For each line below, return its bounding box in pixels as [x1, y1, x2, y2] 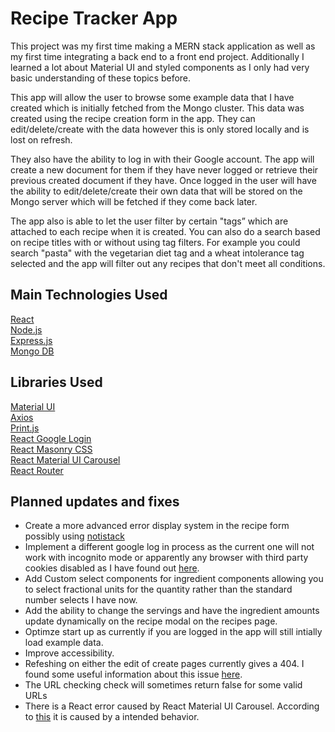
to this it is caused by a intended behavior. [24, 711, 200, 723]
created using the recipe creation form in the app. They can [10, 112, 256, 124]
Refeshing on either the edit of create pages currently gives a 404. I [24, 658, 305, 670]
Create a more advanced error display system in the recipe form [24, 520, 290, 532]
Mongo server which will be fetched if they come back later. [10, 195, 258, 207]
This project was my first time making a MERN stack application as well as [10, 40, 316, 52]
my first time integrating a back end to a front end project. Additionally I [10, 50, 305, 62]
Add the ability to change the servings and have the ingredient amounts [24, 605, 320, 617]
